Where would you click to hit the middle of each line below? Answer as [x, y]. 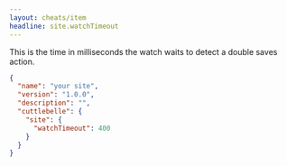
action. [22, 61]
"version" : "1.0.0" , [56, 95]
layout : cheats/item [48, 18]
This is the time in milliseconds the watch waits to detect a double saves [143, 51]
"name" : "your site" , [58, 87]
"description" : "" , [54, 103]
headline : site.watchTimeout [64, 26]
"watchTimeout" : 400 [72, 128]
